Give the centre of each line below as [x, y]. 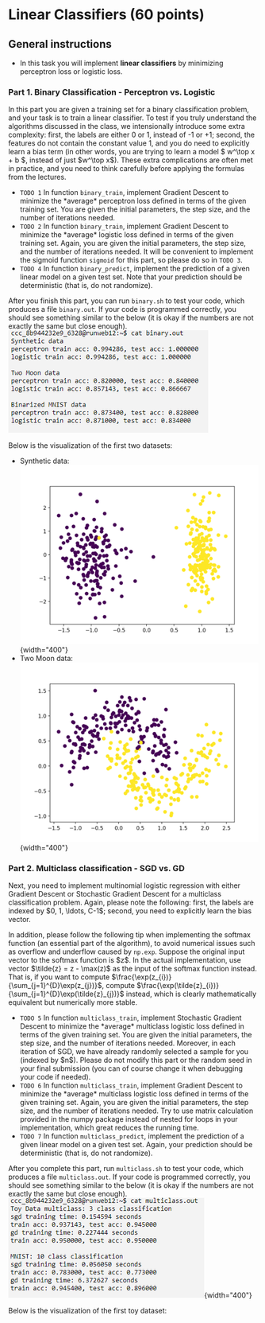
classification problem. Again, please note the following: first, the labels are [131, 902]
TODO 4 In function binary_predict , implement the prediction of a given [134, 269]
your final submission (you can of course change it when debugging [131, 1068]
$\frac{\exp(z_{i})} [142, 977]
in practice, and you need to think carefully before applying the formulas [126, 169]
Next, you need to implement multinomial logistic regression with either [124, 885]
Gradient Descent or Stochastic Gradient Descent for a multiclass [115, 893]
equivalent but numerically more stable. [73, 1002]
